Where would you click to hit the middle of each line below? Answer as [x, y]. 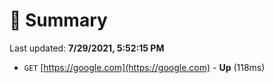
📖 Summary [58, 20]
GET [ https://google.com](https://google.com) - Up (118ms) [144, 67]
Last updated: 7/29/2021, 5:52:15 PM [87, 48]
